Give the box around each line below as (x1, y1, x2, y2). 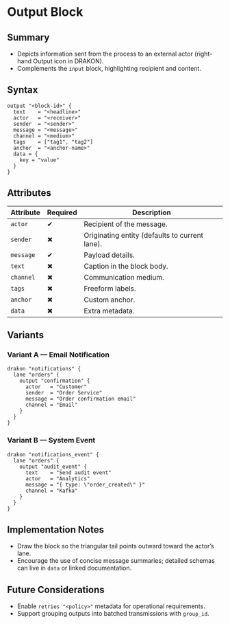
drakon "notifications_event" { (7, 451, 99, 458)
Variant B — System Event (7, 436, 96, 445)
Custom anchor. (84, 295, 136, 304)
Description (132, 208, 171, 217)
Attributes (7, 187, 51, 199)
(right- (194, 49, 213, 58)
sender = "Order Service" (25, 390, 103, 397)
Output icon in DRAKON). (33, 57, 104, 65)
